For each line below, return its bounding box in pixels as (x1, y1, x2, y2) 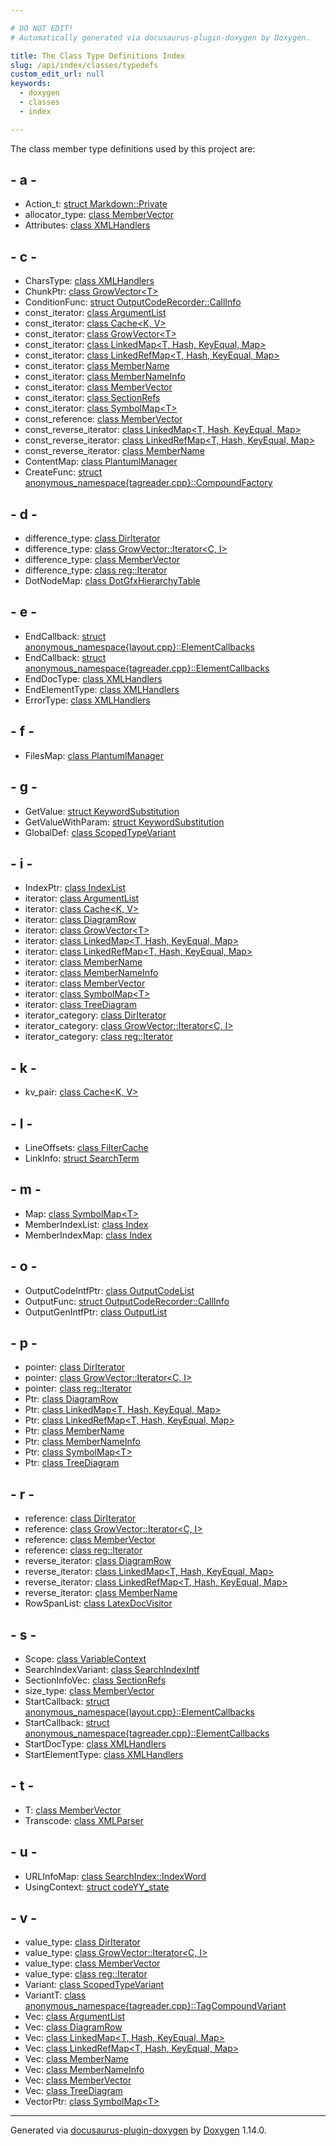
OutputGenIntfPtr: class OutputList (24, 1306, 168, 1318)
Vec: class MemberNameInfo (24, 2064, 145, 2076)
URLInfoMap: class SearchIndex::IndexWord (24, 1870, 207, 1882)
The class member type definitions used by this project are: (10, 142, 256, 155)
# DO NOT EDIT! (10, 23, 74, 33)
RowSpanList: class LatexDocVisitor (24, 1597, 173, 1610)
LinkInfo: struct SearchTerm (24, 1152, 140, 1164)
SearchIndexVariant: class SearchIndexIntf (24, 1664, 200, 1675)
